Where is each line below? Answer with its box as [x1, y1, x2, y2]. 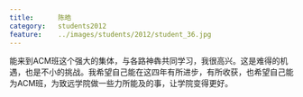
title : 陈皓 [9, 13, 72, 22]
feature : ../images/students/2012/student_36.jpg [9, 30, 212, 39]
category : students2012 [9, 22, 106, 31]
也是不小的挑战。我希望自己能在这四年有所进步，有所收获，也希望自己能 [24, 66, 294, 77]
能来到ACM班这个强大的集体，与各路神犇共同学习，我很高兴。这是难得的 [9, 56, 281, 66]
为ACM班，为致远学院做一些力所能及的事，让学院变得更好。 [9, 78, 234, 89]
